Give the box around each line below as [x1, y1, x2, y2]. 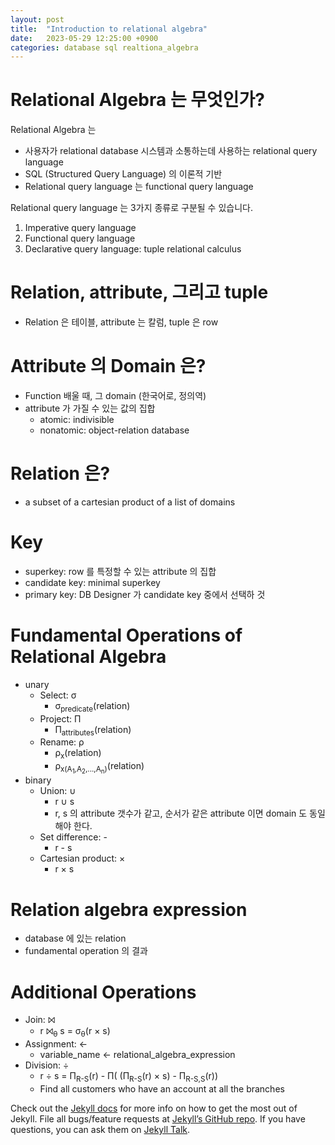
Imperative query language [24, 222, 137, 234]
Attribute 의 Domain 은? [10, 355, 207, 378]
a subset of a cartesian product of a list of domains [24, 496, 236, 508]
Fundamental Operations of [10, 624, 243, 647]
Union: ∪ [39, 785, 77, 797]
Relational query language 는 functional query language [24, 181, 254, 193]
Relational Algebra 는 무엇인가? [10, 89, 266, 111]
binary [24, 774, 52, 786]
